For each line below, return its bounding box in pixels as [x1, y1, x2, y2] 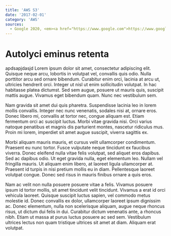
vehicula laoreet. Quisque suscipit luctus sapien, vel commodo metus [5, 192, 151, 199]
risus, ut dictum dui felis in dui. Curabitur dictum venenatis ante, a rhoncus [5, 208, 161, 215]
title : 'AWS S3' [5, 7, 40, 13]
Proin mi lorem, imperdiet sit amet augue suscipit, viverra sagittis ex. [5, 129, 149, 136]
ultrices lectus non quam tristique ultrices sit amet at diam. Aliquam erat [5, 220, 156, 226]
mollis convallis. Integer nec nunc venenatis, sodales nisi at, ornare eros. [5, 108, 158, 114]
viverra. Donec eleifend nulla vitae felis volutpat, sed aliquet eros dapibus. [5, 150, 160, 156]
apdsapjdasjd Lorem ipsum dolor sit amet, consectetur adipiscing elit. [5, 65, 151, 71]
